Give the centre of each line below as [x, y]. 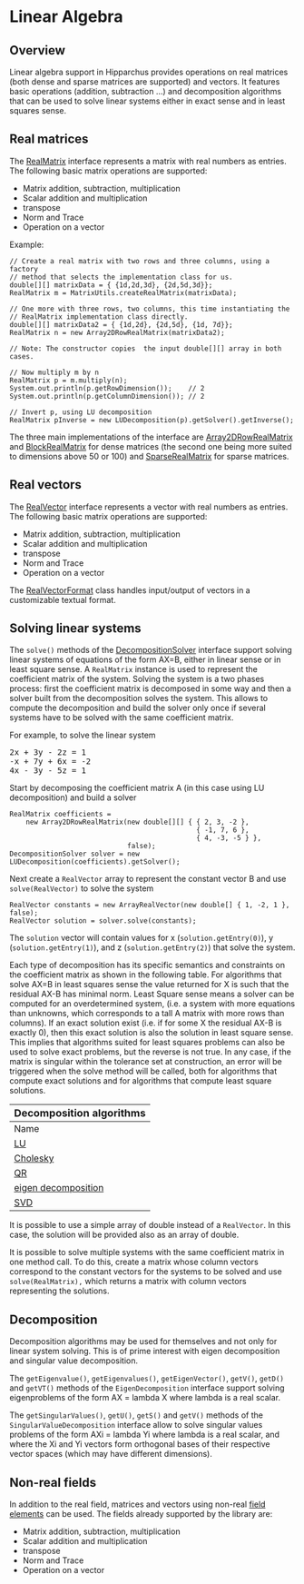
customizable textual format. [63, 599]
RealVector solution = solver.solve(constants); [103, 921]
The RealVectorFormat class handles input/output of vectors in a [130, 590]
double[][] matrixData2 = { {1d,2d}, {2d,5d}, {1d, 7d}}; [121, 324]
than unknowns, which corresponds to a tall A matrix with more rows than [147, 1014]
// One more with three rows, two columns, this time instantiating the [150, 309]
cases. [22, 356]
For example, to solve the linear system [83, 735]
